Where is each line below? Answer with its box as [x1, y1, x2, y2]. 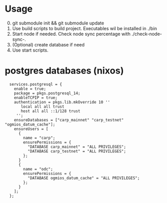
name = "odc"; [23, 166, 53, 171]
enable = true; [14, 86, 46, 91]
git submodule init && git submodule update [12, 20, 104, 26]
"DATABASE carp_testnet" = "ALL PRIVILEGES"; [27, 148, 126, 154]
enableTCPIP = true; [14, 95, 58, 100]
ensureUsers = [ [14, 126, 49, 132]
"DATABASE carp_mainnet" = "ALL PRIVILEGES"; [27, 144, 126, 149]
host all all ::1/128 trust [20, 108, 81, 114]
